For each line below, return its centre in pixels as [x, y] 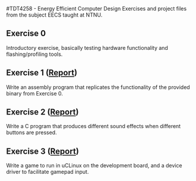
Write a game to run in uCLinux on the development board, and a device [94, 166]
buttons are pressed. [32, 132]
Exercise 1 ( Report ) [42, 73]
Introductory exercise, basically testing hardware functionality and [87, 47]
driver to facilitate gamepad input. [48, 172]
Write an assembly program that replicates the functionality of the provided [98, 87]
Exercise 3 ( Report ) [42, 151]
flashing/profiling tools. [34, 54]
